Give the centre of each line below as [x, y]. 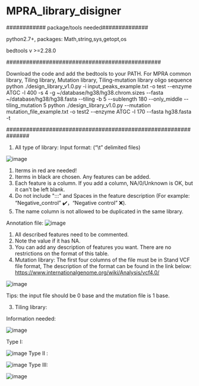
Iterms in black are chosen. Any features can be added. [83, 176]
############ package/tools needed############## [77, 27]
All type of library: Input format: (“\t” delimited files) [78, 147]
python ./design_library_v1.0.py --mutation [99, 105]
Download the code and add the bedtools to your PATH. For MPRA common [99, 73]
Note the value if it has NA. [48, 241]
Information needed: [31, 318]
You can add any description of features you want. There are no [93, 247]
